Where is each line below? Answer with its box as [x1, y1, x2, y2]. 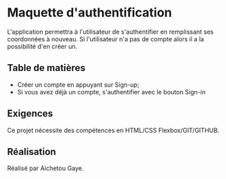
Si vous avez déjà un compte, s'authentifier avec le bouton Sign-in [17, 87, 206, 96]
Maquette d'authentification [7, 5, 172, 21]
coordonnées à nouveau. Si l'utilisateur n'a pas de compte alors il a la [7, 34, 205, 43]
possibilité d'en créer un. [7, 42, 78, 50]
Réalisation [7, 146, 56, 158]
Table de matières [7, 62, 86, 74]
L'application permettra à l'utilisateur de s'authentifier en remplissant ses [7, 28, 214, 36]
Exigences [7, 108, 54, 120]
